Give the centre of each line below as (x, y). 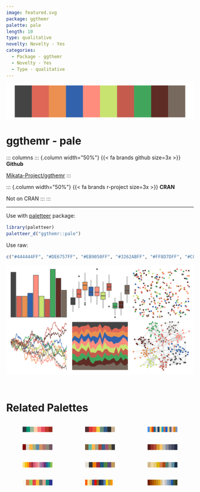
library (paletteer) (30, 227)
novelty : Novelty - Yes (36, 44)
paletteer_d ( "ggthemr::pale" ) (44, 233)
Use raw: (17, 245)
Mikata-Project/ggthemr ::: (39, 175)
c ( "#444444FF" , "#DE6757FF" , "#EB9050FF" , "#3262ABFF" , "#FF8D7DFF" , (94, 256)
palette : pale (24, 25)
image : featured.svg (32, 13)
